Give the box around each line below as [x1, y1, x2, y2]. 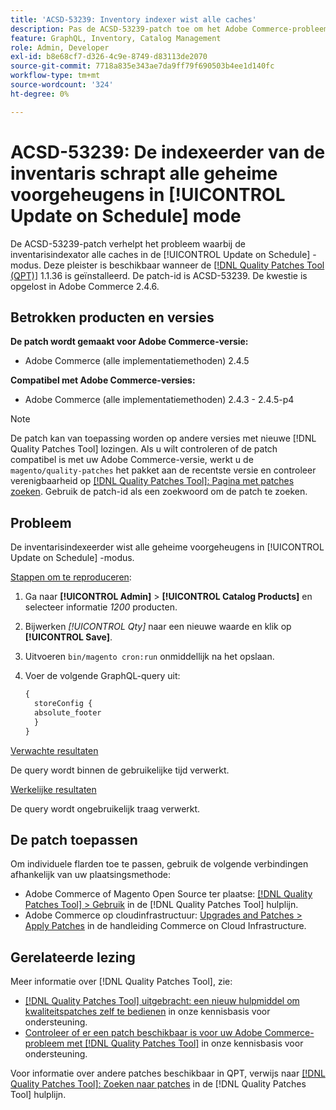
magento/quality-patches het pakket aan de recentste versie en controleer [10, 464, 317, 476]
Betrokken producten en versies [10, 309, 215, 326]
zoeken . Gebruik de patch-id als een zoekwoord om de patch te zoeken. [10, 486, 308, 498]
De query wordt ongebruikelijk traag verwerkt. [10, 802, 201, 815]
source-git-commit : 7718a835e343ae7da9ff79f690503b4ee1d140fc [10, 61, 275, 71]
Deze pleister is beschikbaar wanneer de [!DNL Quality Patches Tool [43, 259, 325, 271]
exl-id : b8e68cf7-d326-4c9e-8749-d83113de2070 [10, 52, 208, 62]
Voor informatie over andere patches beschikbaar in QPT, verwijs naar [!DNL [10, 1067, 326, 1080]
